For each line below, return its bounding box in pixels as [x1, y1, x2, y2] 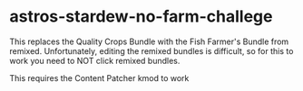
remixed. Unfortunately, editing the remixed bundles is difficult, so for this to [9, 45, 294, 56]
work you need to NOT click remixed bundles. [9, 55, 181, 66]
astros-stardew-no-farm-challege [9, 6, 273, 27]
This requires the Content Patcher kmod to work [9, 72, 190, 83]
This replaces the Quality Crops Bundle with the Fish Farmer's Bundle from [9, 36, 289, 47]
